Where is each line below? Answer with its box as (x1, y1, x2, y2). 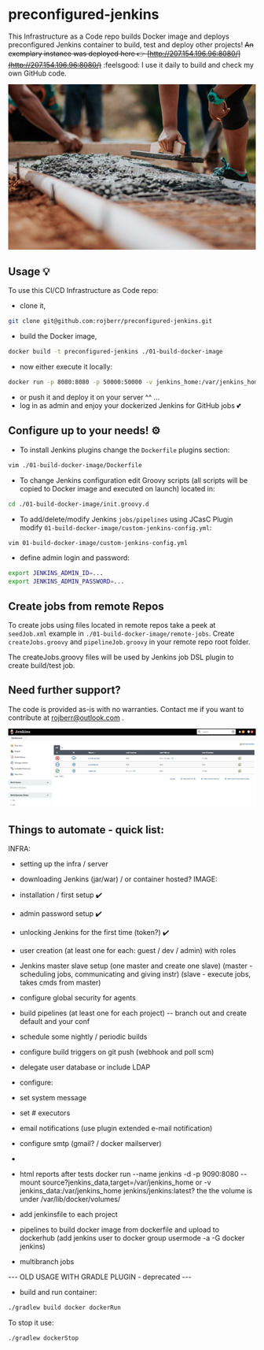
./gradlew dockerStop (8, 1334, 79, 1342)
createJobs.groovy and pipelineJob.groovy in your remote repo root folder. (8, 637, 251, 647)
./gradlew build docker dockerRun (8, 1304, 122, 1312)
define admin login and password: (19, 553, 130, 562)
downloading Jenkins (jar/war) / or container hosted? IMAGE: (19, 874, 218, 884)
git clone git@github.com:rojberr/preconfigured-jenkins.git (8, 317, 213, 325)
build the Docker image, (19, 332, 97, 341)
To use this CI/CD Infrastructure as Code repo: (8, 286, 159, 295)
